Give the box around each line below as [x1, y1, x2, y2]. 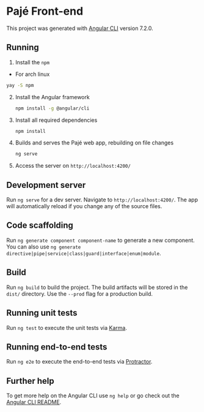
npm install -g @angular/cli [15, 105, 90, 111]
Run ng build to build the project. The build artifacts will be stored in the [6, 283, 188, 291]
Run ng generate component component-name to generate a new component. [6, 236, 195, 244]
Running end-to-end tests [6, 342, 107, 352]
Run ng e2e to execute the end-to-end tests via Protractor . [6, 358, 153, 365]
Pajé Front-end [6, 4, 84, 18]
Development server [6, 179, 86, 190]
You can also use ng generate [6, 243, 81, 250]
